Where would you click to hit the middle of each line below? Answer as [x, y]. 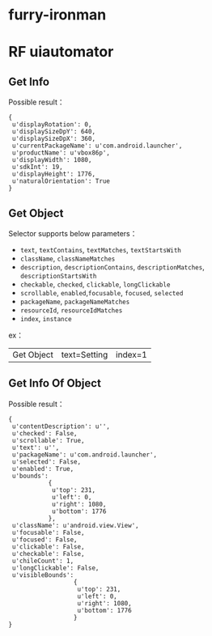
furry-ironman [57, 15]
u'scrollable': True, [48, 440]
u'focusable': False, [48, 532]
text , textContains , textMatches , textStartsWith [101, 250]
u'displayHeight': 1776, [53, 174]
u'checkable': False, [48, 553]
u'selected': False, [47, 462]
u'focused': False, [45, 540]
